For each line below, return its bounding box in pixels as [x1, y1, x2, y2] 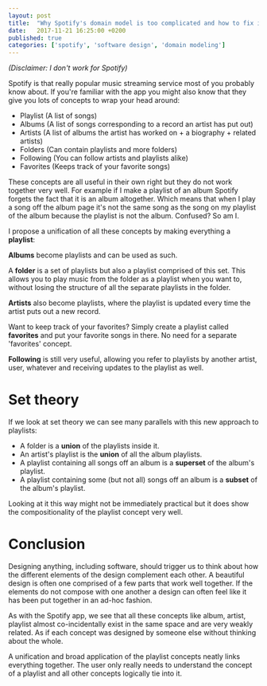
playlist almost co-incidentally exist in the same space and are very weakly [8, 619, 253, 629]
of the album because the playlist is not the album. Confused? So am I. [8, 211, 240, 221]
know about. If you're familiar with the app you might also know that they [8, 87, 247, 96]
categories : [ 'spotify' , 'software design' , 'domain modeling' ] [8, 41, 226, 49]
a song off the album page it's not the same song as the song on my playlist [8, 202, 257, 212]
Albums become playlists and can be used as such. [8, 250, 178, 260]
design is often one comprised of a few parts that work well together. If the [8, 578, 253, 588]
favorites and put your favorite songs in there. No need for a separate [8, 331, 237, 340]
